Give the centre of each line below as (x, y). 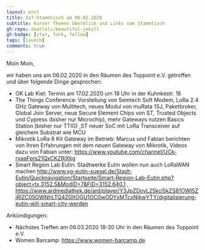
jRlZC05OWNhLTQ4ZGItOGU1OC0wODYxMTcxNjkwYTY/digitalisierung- (106, 197)
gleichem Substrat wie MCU (50, 132)
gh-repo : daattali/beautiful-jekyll (53, 29)
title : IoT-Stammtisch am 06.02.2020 (54, 18)
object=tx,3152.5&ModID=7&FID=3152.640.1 (70, 184)
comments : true (26, 46)
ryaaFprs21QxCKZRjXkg (45, 158)
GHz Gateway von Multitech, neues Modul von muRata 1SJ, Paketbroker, (106, 106)
